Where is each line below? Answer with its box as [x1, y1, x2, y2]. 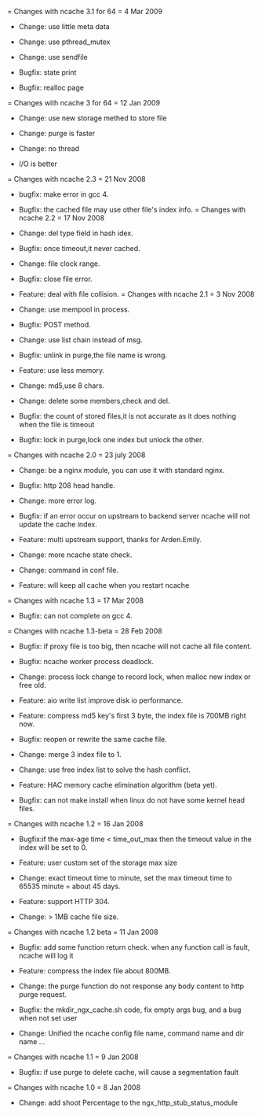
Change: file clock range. [18, 259, 100, 268]
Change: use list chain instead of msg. [18, 335, 143, 345]
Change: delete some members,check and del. [18, 397, 170, 405]
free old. [18, 681, 46, 689]
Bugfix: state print [18, 68, 77, 77]
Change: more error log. [18, 496, 97, 505]
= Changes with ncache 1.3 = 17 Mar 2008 [7, 596, 144, 605]
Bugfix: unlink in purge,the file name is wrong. [18, 350, 168, 360]
